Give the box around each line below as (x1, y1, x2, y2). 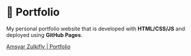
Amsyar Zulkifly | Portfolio (6, 43, 71, 50)
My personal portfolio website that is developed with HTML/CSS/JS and (6, 25, 186, 32)
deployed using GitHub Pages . (6, 31, 83, 38)
